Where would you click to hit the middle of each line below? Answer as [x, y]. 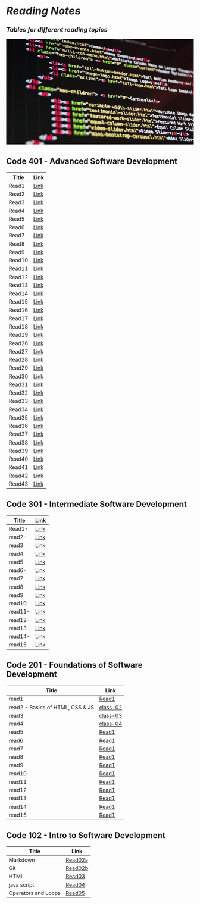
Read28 [18, 359]
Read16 [18, 310]
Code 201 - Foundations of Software [74, 665]
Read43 [18, 484]
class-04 [111, 724]
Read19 [18, 335]
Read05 [75, 893]
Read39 [18, 451]
